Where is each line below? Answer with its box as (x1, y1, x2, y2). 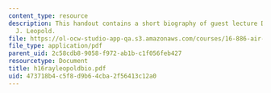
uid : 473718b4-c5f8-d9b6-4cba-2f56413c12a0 (8, 72, 157, 80)
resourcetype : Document (8, 57, 89, 66)
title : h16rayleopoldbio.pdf (8, 65, 106, 73)
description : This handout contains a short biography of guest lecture (8, 19, 258, 27)
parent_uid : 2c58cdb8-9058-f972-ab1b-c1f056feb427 (8, 49, 182, 57)
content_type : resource (8, 11, 89, 20)
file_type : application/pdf (8, 42, 103, 50)
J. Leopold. (15, 27, 56, 35)
